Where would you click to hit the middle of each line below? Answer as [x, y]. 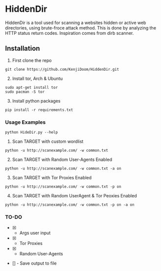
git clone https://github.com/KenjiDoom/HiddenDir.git [62, 69]
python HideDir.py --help [31, 133]
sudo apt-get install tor [31, 87]
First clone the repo [32, 60]
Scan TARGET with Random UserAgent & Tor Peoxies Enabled [74, 196]
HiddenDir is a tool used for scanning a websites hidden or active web [76, 23]
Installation [23, 48]
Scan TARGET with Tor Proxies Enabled [52, 178]
